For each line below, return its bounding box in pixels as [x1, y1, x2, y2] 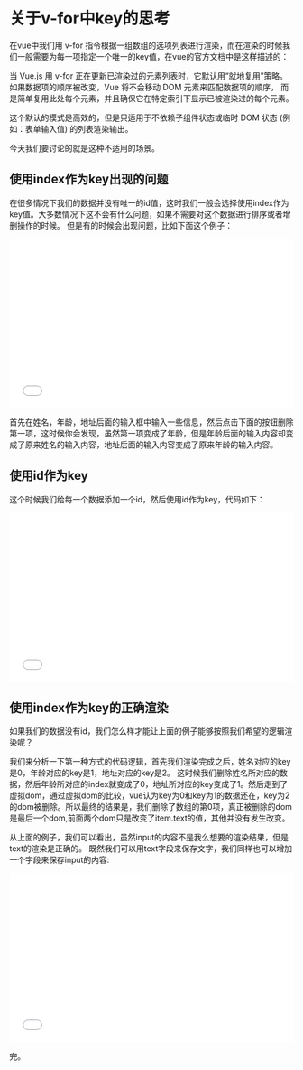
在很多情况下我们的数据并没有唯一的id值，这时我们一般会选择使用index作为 [9, 197, 289, 208]
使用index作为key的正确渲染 [9, 699, 169, 715]
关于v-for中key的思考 [9, 8, 170, 29]
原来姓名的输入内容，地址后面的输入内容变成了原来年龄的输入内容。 [24, 439, 278, 450]
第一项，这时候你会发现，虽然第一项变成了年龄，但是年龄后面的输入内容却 [9, 427, 286, 438]
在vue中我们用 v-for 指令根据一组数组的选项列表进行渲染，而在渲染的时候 [9, 40, 283, 51]
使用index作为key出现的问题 [9, 172, 169, 187]
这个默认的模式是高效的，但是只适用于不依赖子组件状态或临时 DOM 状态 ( [9, 112, 283, 123]
